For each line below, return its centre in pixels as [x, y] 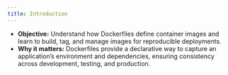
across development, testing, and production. [84, 63]
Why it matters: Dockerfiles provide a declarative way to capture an [117, 48]
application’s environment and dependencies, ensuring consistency [116, 56]
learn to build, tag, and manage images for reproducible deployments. [119, 41]
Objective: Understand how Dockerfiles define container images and [118, 34]
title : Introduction [38, 14]
